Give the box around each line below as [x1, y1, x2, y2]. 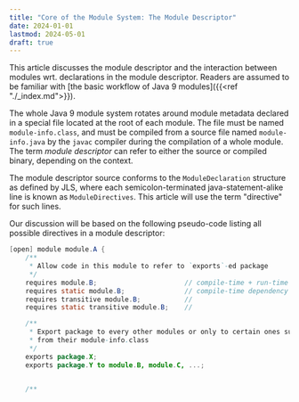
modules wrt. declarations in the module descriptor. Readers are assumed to [9, 72, 290, 83]
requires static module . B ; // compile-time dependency [25, 286, 289, 295]
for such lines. [9, 201, 61, 212]
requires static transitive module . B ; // [25, 303, 193, 312]
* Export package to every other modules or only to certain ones [28, 327, 280, 337]
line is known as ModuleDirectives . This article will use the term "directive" [9, 192, 283, 202]
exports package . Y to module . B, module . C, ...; [25, 360, 205, 370]
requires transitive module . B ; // [25, 295, 193, 304]
